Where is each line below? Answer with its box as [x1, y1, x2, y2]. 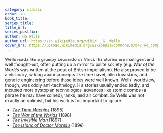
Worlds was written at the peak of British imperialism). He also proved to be [5, 66, 156, 73]
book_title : [5, 16, 29, 21]
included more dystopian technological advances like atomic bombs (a [5, 87, 147, 93]
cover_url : [5, 43, 27, 48]
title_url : [5, 25, 27, 30]
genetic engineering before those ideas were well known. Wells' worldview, [5, 77, 156, 83]
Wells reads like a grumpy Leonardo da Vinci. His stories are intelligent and [5, 56, 154, 62]
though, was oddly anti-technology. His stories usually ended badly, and [5, 82, 149, 88]
